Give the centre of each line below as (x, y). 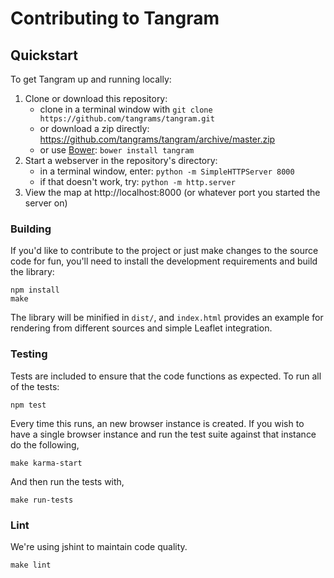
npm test (28, 405)
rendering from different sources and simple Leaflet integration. (141, 328)
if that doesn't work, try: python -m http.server (137, 181)
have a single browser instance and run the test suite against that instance (163, 434)
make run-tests (42, 500)
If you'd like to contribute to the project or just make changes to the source (164, 251)
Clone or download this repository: (96, 98)
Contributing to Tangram (115, 18)
